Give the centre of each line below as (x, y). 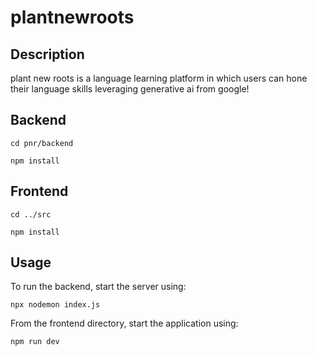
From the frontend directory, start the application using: (124, 323)
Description (47, 54)
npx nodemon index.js (55, 305)
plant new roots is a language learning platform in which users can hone (159, 78)
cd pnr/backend (42, 143)
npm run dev (35, 342)
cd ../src (31, 214)
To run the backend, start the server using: (98, 287)
